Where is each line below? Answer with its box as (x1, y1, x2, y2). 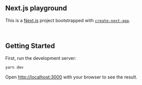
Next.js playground (5, 4, 67, 13)
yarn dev (5, 65, 24, 70)
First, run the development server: (5, 55, 77, 61)
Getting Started (5, 42, 55, 50)
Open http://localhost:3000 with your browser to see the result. (5, 74, 138, 80)
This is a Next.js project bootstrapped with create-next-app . (5, 17, 131, 23)
